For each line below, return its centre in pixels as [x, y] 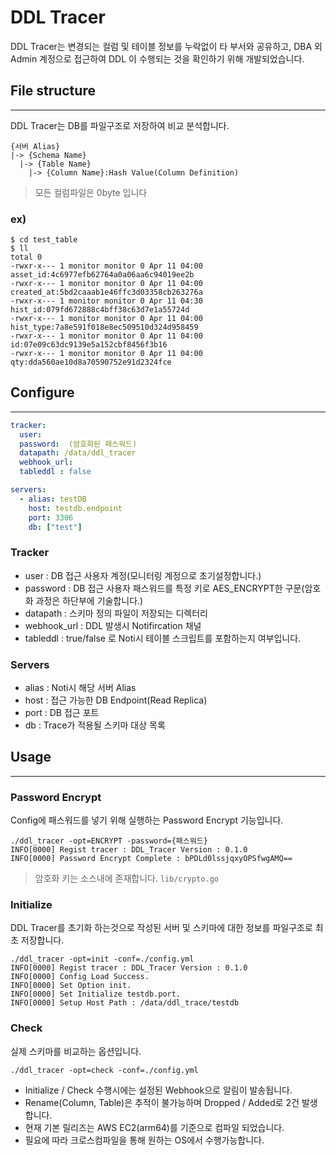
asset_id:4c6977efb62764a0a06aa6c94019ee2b [102, 275]
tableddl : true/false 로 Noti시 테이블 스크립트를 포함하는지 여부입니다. [163, 638]
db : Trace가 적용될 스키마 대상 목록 [95, 725]
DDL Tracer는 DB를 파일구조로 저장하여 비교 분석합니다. [120, 125]
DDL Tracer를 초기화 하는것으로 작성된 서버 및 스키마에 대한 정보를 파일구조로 [161, 928]
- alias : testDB [53, 499]
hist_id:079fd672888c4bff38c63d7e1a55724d [100, 310]
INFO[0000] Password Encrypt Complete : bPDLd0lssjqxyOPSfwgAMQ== [151, 859]
